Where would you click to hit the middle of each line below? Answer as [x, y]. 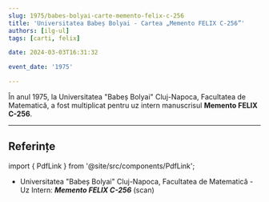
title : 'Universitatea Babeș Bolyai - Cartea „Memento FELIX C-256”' [127, 23]
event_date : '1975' [41, 67]
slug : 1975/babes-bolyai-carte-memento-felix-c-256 [96, 16]
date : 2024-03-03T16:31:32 [53, 53]
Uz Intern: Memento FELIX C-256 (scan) [87, 190]
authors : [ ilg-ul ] [39, 30]
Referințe [32, 146]
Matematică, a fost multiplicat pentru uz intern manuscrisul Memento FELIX [133, 105]
